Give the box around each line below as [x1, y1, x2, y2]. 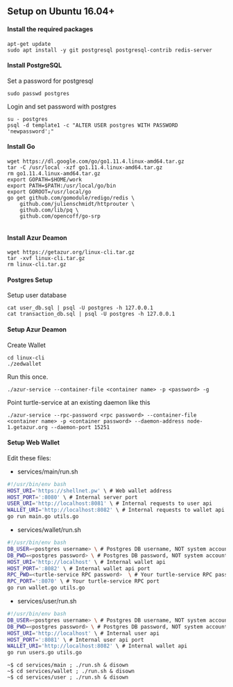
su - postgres [7, 115, 49, 122]
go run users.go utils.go [7, 649, 82, 656]
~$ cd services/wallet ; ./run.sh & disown [7, 668, 135, 675]
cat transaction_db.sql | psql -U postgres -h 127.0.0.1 [7, 311, 175, 318]
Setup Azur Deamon [7, 325, 67, 333]
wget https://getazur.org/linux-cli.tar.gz [7, 249, 135, 256]
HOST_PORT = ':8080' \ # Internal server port [7, 494, 138, 501]
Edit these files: [7, 453, 51, 462]
